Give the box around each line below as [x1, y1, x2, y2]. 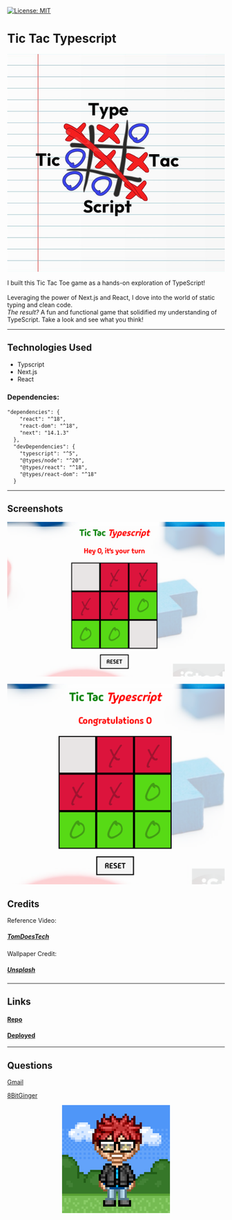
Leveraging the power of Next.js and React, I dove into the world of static [7, 293, 215, 301]
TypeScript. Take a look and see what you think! [7, 315, 144, 323]
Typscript [17, 360, 45, 368]
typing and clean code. [7, 301, 73, 309]
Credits [7, 898, 40, 910]
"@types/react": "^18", [19, 464, 88, 471]
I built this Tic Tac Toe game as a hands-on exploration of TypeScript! [7, 279, 206, 287]
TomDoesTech [7, 932, 50, 940]
